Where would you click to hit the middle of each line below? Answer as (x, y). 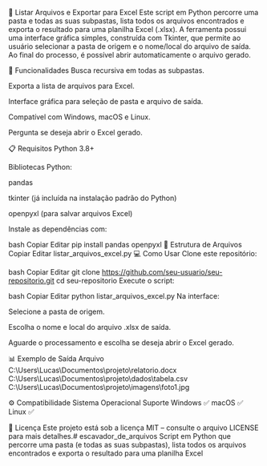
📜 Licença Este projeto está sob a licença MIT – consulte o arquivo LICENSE (133, 428)
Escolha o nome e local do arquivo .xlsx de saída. (90, 327)
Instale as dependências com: (58, 229)
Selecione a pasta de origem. (57, 311)
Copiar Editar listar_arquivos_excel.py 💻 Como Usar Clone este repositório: (133, 253)
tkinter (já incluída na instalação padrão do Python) (93, 198)
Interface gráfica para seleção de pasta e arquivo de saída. (106, 101)
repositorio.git (31, 281)
